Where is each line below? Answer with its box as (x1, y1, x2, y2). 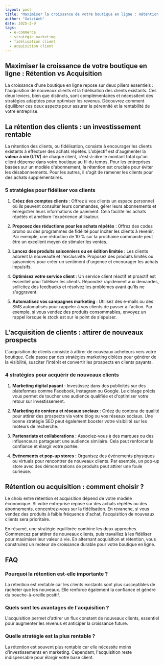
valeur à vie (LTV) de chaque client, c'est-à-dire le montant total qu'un (5, 154, 148, 160)
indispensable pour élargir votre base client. (5, 654, 94, 660)
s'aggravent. (12, 289, 38, 295)
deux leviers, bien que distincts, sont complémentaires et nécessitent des (5, 93, 154, 99)
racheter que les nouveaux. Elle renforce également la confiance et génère (5, 587, 156, 593)
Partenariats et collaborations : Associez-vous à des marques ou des (12, 433, 154, 439)
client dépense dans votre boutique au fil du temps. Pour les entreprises (5, 159, 151, 165)
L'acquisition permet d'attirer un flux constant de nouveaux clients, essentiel (5, 616, 159, 621)
